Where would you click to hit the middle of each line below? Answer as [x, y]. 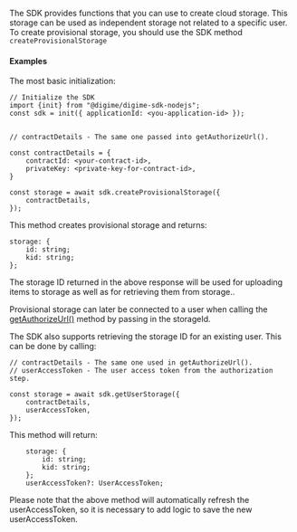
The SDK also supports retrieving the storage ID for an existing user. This [146, 337]
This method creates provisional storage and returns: [108, 225]
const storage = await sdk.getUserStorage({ [95, 394]
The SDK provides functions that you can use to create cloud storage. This [148, 13]
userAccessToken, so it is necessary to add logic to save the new [131, 509]
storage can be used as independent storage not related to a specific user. [148, 23]
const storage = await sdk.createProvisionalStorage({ [115, 193]
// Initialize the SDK [52, 98]
